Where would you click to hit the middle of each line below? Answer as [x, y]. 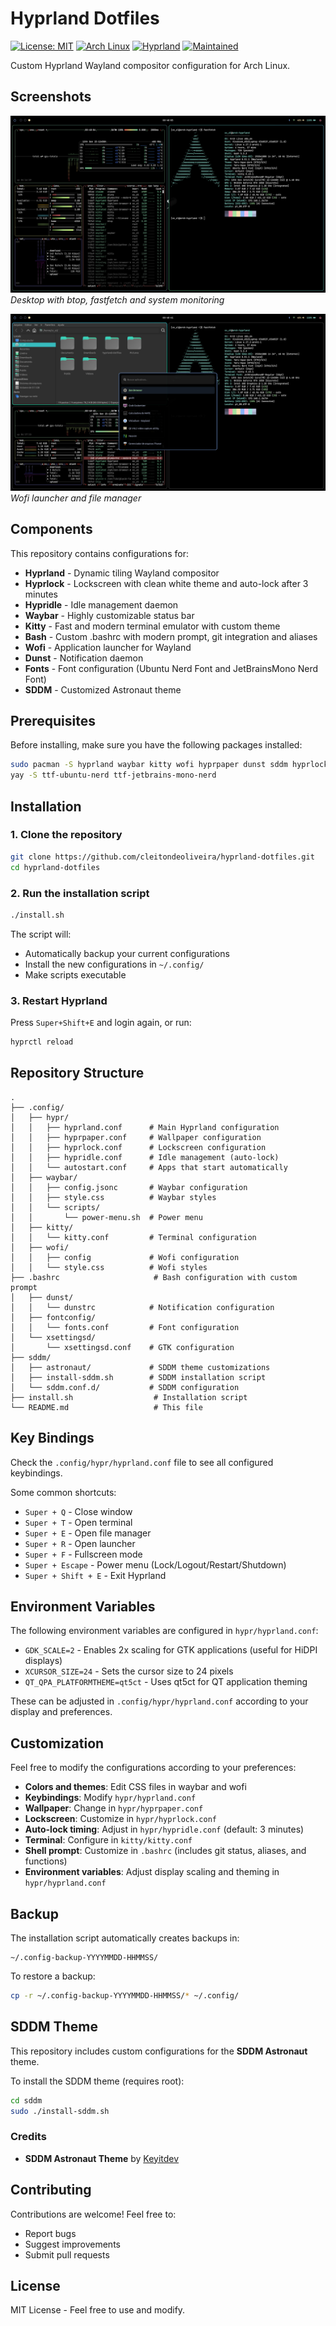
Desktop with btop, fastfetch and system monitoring [117, 300]
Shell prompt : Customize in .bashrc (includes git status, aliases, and [165, 1851]
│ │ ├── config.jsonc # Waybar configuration [129, 1187]
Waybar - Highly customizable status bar [109, 615]
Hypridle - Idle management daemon [101, 604]
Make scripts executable [75, 974]
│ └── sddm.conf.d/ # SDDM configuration [125, 1387]
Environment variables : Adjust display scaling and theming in [152, 1872]
